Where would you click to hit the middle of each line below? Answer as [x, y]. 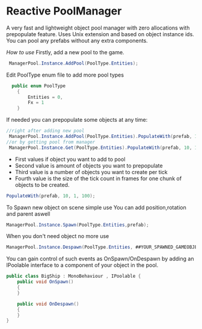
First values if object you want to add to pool [70, 159]
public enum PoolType [39, 86]
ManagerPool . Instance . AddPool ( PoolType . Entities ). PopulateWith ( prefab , [100, 137]
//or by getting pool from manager [51, 142]
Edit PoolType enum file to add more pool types [65, 75]
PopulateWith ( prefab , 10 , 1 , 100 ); [51, 196]
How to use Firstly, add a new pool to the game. [65, 52]
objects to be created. [42, 184]
